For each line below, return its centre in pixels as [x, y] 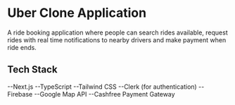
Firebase [20, 94]
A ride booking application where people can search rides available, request [118, 32]
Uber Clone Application [77, 13]
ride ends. [22, 47]
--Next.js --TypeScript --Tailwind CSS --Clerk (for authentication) [102, 87]
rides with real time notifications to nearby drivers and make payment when [117, 39]
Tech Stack [32, 69]
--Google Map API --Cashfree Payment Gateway [104, 94]
